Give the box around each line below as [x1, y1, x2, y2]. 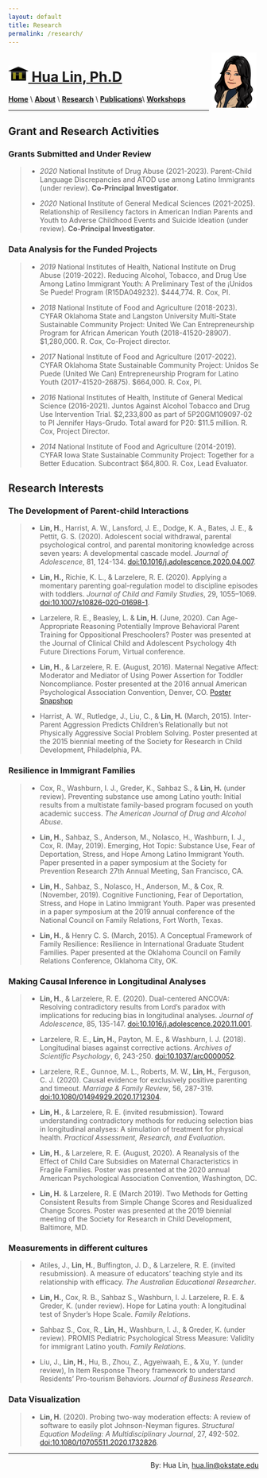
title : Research [8, 21, 62, 29]
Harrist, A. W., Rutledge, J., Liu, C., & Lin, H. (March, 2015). [39, 712, 232, 721]
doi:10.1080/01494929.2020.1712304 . [39, 1092, 162, 1102]
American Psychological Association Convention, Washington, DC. [39, 1173, 257, 1183]
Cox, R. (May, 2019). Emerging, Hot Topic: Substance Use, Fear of [39, 840, 256, 850]
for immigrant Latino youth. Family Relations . [39, 1342, 187, 1352]
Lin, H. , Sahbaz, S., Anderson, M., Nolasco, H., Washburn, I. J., [39, 832, 246, 842]
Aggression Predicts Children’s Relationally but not [63, 720, 229, 730]
